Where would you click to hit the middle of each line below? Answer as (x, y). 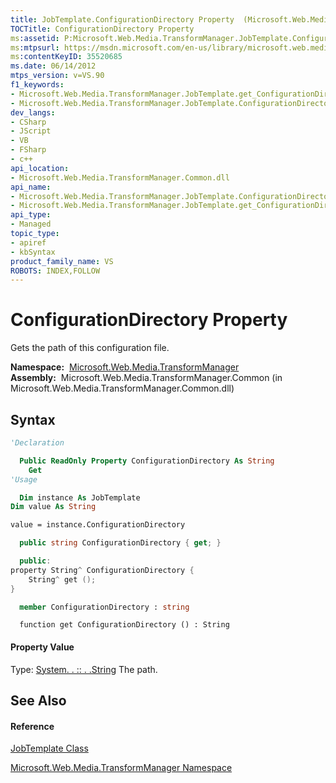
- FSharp (28, 150)
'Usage (24, 479)
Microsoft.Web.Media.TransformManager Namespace (121, 768)
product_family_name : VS (62, 261)
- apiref (28, 242)
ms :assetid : (35, 38)
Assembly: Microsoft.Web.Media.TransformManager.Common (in (146, 378)
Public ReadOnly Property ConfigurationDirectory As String (147, 461)
